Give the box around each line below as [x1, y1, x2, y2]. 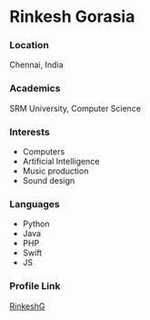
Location [9, 39, 50, 52]
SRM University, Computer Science [9, 103, 142, 114]
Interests [9, 125, 50, 138]
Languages [9, 198, 61, 210]
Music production [22, 165, 89, 176]
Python [22, 218, 50, 229]
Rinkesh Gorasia [9, 6, 135, 27]
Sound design [22, 175, 75, 186]
